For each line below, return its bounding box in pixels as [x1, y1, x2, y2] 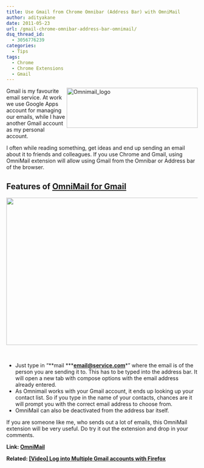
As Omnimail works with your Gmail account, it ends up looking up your [15, 387, 194, 395]
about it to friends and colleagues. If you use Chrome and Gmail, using [6, 151, 183, 158]
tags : [6, 54, 20, 60]
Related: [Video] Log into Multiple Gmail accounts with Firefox [6, 455, 166, 463]
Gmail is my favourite [6, 87, 59, 95]
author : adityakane [6, 15, 56, 21]
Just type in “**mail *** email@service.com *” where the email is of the [15, 362, 194, 369]
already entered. [15, 381, 56, 389]
